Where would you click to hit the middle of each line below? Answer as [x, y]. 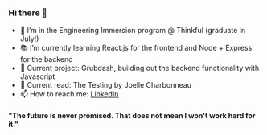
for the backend [47, 59]
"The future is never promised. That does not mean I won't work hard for [132, 115]
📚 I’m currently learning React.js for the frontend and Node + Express [136, 48]
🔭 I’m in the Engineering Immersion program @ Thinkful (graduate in [133, 31]
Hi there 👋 [28, 13]
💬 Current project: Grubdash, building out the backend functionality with [140, 68]
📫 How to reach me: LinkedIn [69, 94]
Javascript [37, 76]
